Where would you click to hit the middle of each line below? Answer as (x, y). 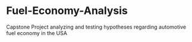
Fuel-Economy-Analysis (67, 11)
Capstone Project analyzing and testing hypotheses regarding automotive (96, 27)
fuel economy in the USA (37, 33)
